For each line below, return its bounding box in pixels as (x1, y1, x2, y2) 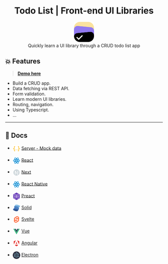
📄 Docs (5, 131, 27, 140)
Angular (21, 239, 38, 245)
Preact (21, 193, 35, 199)
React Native (21, 181, 48, 187)
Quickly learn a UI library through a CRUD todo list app (27, 43, 140, 49)
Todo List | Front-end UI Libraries (14, 5, 154, 17)
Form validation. (12, 91, 46, 97)
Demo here (17, 70, 41, 76)
